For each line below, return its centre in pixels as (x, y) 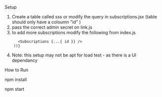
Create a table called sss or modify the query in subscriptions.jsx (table (84, 17)
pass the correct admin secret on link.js (52, 27)
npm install (16, 79)
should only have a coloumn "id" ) (46, 22)
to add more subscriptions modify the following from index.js (74, 32)
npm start (15, 89)
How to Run (17, 70)
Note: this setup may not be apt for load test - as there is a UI (74, 55)
